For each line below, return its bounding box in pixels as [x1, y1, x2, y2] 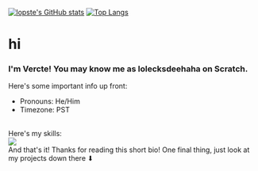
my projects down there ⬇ [8, 154, 94, 163]
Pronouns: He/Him [19, 97, 81, 106]
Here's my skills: [8, 129, 62, 139]
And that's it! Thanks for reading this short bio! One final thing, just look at [8, 145, 250, 154]
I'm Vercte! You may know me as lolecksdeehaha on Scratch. [8, 63, 248, 74]
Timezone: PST [19, 105, 70, 115]
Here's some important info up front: [8, 82, 128, 91]
